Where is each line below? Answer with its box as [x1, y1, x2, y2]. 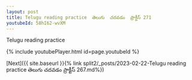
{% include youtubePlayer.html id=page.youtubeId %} [6, 48, 140, 55]
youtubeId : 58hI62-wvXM [6, 20, 66, 26]
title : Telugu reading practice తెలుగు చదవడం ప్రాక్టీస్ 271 [6, 14, 152, 20]
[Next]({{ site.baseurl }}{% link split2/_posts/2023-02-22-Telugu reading [6, 60, 187, 67]
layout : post [6, 8, 39, 15]
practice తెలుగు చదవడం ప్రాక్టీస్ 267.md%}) [6, 66, 104, 73]
